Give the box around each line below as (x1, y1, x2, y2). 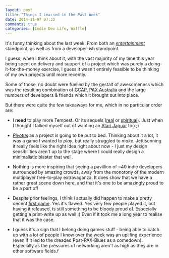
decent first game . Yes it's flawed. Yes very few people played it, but (12, 201, 155, 207)
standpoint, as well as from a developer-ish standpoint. (5, 46, 120, 52)
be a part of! (12, 186, 39, 192)
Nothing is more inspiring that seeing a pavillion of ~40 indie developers (12, 164, 162, 170)
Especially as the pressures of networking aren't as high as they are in (12, 243, 159, 249)
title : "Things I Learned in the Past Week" (5, 12, 100, 17)
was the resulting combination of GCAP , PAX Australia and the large (5, 87, 146, 93)
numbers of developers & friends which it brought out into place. (5, 92, 140, 98)
